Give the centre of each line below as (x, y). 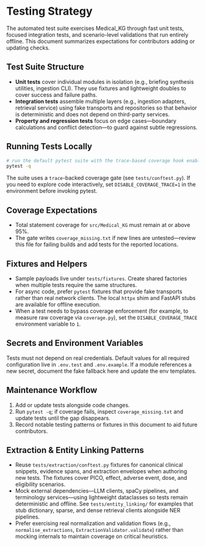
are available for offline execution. (58, 304)
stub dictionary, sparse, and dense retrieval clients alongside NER (98, 510)
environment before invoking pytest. (52, 191)
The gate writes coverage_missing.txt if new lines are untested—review (106, 238)
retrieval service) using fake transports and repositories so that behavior (106, 108)
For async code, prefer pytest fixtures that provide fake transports (99, 291)
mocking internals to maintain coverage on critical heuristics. (92, 536)
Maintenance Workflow (52, 390)
